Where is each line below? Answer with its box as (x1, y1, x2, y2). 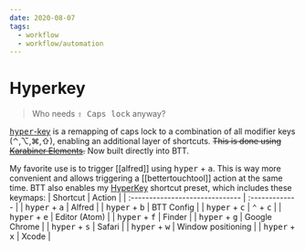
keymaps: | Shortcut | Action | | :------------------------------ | (9, 193, 247, 204)
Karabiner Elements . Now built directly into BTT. (9, 145, 190, 156)
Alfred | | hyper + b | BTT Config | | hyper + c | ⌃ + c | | (70, 202, 282, 213)
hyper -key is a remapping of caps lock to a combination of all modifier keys (9, 126, 296, 137)
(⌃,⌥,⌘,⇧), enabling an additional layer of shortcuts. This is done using (9, 136, 281, 147)
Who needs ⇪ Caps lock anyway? (31, 109, 166, 120)
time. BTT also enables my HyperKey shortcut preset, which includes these (9, 183, 292, 193)
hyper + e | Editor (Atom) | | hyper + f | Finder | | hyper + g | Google (9, 212, 272, 223)
